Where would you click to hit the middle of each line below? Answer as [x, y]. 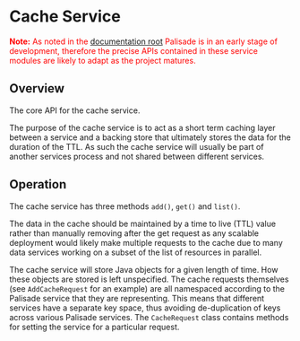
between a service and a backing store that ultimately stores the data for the [150, 137]
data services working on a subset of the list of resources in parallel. [136, 252]
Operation [38, 184]
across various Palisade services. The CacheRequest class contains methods [149, 317]
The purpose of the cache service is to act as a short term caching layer [142, 127]
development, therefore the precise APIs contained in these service [133, 50]
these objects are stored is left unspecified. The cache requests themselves [149, 279]
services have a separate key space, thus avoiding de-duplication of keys [145, 308]
